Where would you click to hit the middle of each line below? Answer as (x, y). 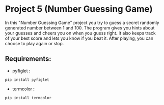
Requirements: (28, 59)
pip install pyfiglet (27, 79)
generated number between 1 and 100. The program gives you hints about (80, 27)
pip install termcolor (28, 98)
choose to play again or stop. (35, 43)
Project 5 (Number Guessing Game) (79, 9)
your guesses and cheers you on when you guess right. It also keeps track (81, 33)
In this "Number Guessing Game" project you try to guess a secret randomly (82, 23)
